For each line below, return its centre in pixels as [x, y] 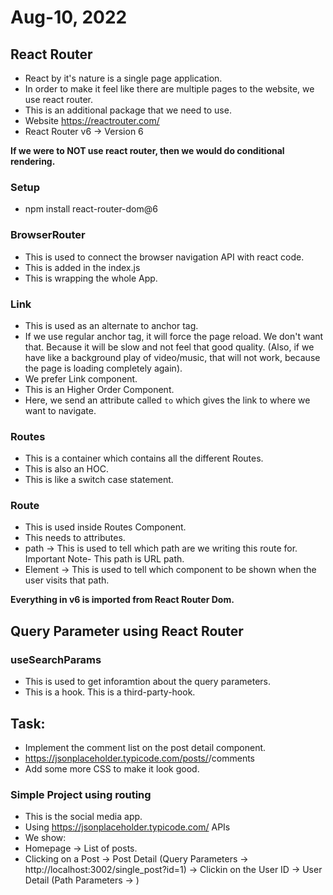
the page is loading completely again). [103, 368]
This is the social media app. [83, 817]
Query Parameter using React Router [127, 631]
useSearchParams [56, 659]
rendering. [33, 161]
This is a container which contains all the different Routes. [144, 458]
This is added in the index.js [82, 267]
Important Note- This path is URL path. [104, 559]
